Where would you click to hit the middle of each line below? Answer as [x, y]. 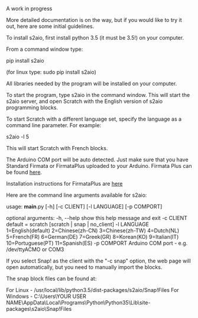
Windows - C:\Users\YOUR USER [46, 296]
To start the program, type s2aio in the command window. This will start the [98, 95]
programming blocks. [32, 108]
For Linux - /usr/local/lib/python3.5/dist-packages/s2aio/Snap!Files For [92, 290]
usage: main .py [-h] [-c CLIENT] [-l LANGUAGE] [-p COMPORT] [84, 207]
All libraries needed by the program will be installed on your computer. [92, 83]
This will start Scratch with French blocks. [57, 148]
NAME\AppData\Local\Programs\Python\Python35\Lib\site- [78, 303]
